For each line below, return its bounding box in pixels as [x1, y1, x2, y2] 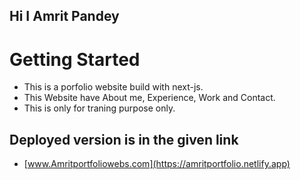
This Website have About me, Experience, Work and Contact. [23, 92, 276, 104]
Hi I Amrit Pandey [9, 8, 120, 25]
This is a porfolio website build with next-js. [23, 81, 204, 93]
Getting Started [9, 48, 141, 71]
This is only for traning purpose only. [23, 102, 176, 114]
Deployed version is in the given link [9, 131, 239, 148]
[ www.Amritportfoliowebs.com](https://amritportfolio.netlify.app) [23, 158, 291, 170]
